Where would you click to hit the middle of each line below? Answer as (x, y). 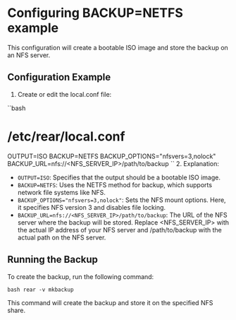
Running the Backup (53, 260)
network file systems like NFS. (61, 192)
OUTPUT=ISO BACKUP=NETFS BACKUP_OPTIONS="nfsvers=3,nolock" (112, 156)
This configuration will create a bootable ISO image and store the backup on (118, 47)
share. (17, 310)
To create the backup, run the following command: (81, 276)
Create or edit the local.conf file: (64, 94)
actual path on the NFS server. (62, 237)
